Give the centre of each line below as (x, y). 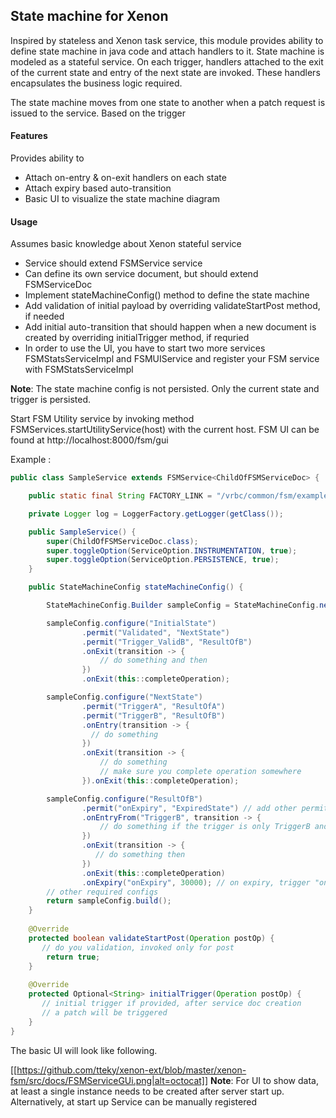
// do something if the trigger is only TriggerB (205, 827)
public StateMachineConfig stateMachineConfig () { (136, 587)
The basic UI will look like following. (84, 1050)
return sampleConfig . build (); (109, 901)
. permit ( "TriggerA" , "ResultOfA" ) (153, 706)
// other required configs (102, 892)
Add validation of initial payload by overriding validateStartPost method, (172, 306)
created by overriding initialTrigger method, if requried (137, 338)
